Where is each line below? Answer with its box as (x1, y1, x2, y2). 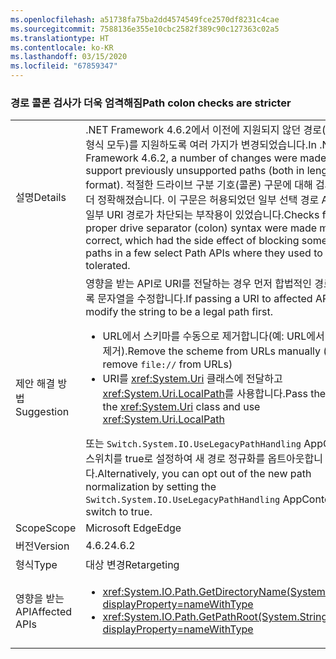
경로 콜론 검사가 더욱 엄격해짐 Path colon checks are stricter (10, 96, 292, 110)
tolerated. (85, 259, 131, 273)
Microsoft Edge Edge (85, 521, 182, 535)
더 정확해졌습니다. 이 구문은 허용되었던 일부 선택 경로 (85, 193, 320, 207)
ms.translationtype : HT (10, 33, 110, 43)
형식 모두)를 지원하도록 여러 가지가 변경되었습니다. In (85, 138, 317, 152)
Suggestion (15, 405, 70, 419)
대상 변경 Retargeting (85, 558, 180, 572)
